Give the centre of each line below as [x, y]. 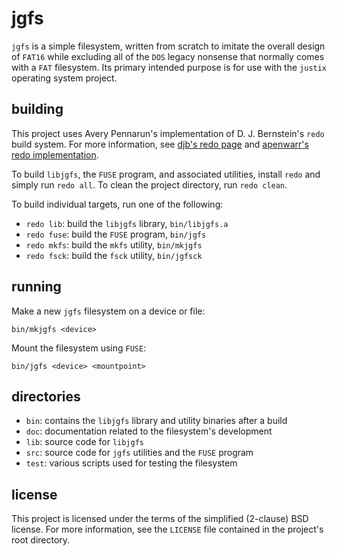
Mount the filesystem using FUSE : [79, 348]
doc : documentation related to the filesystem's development [149, 431]
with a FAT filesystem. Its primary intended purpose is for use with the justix [169, 67]
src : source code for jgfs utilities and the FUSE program [139, 453]
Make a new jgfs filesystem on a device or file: [108, 311]
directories [46, 396]
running [36, 287]
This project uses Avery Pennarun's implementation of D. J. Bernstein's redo [168, 133]
